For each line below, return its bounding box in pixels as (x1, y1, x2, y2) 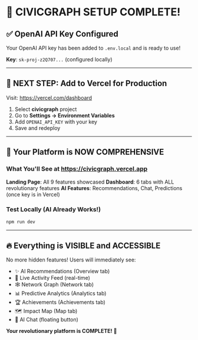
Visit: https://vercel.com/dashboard (6, 94, 93, 101)
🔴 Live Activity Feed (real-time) (14, 274, 90, 282)
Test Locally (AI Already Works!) (6, 205, 101, 214)
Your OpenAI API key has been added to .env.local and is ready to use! (6, 44, 181, 51)
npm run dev (6, 218, 35, 225)
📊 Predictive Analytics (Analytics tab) (14, 290, 107, 297)
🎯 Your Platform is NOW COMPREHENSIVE (6, 147, 164, 157)
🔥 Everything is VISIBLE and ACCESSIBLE (6, 241, 161, 251)
